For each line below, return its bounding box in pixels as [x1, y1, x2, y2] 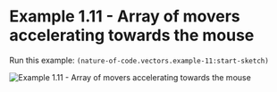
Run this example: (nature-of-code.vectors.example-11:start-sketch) [9, 54, 270, 65]
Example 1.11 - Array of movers [9, 6, 240, 27]
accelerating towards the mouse [9, 25, 255, 46]
